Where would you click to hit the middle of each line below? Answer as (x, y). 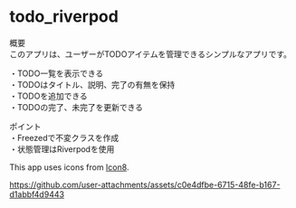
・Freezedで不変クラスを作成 (64, 137)
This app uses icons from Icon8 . (69, 167)
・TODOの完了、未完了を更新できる (76, 107)
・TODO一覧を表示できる (57, 73)
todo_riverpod (64, 17)
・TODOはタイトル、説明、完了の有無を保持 (92, 84)
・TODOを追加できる (48, 96)
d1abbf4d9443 (37, 194)
